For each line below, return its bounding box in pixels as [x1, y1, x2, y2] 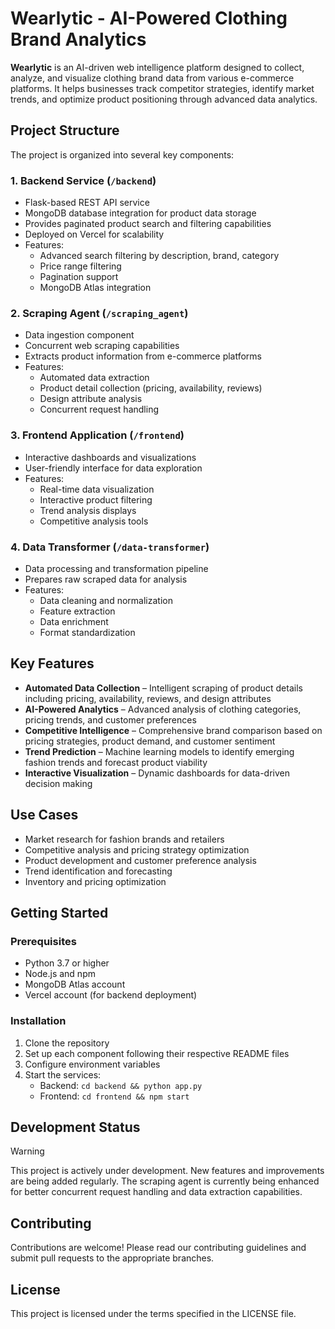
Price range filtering [39, 260, 122, 272]
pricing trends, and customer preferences [24, 713, 197, 726]
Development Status [10, 1118, 141, 1136]
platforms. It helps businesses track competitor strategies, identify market [10, 82, 315, 94]
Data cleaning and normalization [39, 594, 173, 606]
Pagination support [39, 271, 119, 283]
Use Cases [10, 807, 79, 824]
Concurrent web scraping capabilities [24, 340, 180, 352]
